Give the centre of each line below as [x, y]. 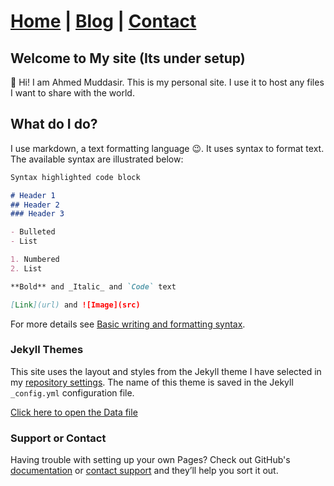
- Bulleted [33, 232]
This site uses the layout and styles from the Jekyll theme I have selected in [166, 371]
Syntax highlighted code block [75, 177]
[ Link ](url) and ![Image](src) [75, 305]
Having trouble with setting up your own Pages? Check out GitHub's [150, 460]
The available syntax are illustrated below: [97, 159]
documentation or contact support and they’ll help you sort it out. [144, 471]
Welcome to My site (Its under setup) [128, 58]
